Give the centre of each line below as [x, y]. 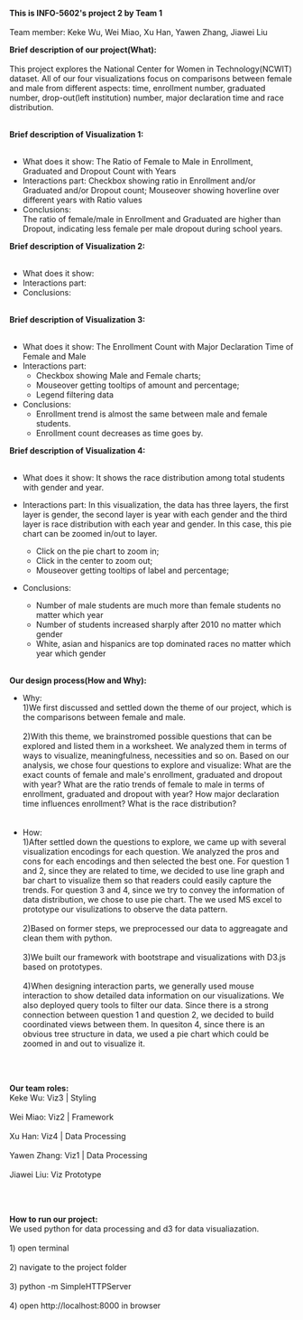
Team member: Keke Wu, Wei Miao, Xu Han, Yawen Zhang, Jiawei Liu [138, 32]
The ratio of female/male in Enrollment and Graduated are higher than [151, 219]
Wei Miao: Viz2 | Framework [62, 1117]
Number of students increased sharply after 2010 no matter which [158, 624]
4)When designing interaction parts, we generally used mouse [138, 986]
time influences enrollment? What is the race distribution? [129, 804]
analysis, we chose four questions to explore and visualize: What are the [156, 765]
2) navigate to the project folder [69, 1267]
